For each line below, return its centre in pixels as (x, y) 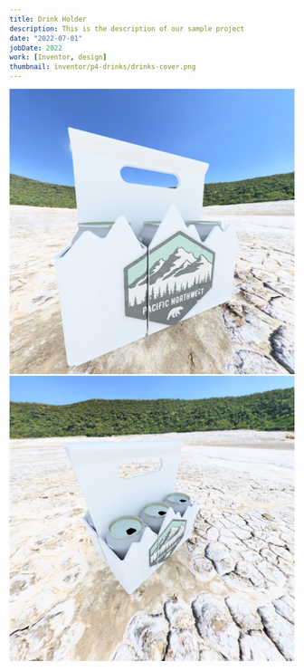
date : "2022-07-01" (46, 38)
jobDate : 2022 (36, 48)
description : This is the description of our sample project (127, 29)
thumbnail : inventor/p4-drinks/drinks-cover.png (103, 67)
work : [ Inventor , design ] (58, 58)
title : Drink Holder (48, 19)
